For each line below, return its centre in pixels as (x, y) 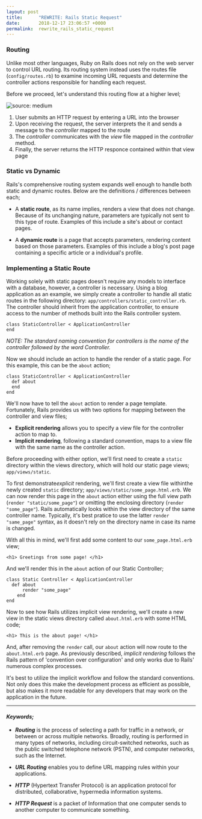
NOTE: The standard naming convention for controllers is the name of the (98, 341)
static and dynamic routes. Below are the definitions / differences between (99, 191)
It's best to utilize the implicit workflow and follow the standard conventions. (100, 678)
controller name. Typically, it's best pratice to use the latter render (88, 516)
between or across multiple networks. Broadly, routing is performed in (102, 736)
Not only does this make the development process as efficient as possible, (99, 685)
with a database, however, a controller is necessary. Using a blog (87, 288)
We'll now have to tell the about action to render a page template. (87, 403)
